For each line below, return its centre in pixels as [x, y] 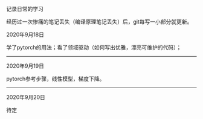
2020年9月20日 [26, 97]
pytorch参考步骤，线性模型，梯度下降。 [56, 79]
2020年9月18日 [25, 34]
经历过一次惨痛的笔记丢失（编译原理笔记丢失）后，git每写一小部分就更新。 [99, 22]
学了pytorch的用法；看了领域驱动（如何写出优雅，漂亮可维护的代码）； [94, 47]
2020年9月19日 [25, 66]
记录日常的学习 [25, 9]
